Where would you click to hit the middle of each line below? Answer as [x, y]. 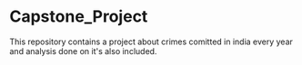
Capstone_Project [79, 17]
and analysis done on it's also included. [83, 51]
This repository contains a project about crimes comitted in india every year [151, 42]
